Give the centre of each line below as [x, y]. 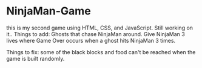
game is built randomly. [35, 58]
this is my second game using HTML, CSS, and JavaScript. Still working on [99, 28]
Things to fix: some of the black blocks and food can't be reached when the [101, 52]
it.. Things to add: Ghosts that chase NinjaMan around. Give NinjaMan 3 [96, 34]
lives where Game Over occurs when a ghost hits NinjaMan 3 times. [91, 40]
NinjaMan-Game [49, 11]
